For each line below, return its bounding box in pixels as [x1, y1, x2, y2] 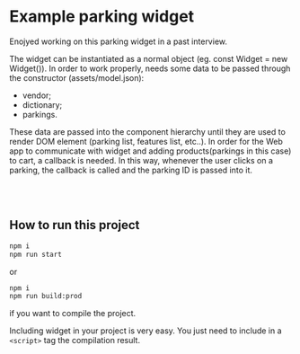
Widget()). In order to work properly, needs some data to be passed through [9, 63, 291, 74]
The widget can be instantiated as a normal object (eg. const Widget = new [9, 53, 288, 64]
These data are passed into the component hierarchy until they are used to [9, 126, 286, 137]
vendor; [22, 90, 52, 101]
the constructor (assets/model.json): [9, 72, 145, 83]
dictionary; [22, 99, 63, 110]
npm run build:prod [9, 292, 83, 301]
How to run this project [9, 217, 140, 233]
